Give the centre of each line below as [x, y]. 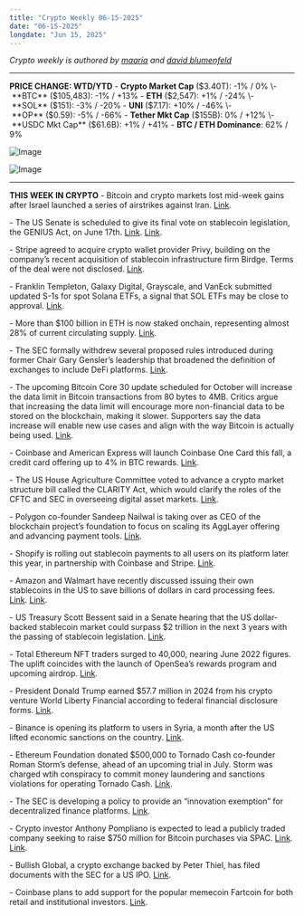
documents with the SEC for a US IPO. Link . [90, 875]
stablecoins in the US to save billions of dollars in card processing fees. [142, 590]
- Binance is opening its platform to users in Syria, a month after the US [142, 728]
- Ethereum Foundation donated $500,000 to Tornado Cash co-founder [142, 755]
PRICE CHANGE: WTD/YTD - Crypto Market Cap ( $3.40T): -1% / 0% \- [143, 86]
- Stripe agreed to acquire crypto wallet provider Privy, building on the [140, 250]
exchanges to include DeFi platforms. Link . [89, 370]
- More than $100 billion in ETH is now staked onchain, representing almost [149, 323]
